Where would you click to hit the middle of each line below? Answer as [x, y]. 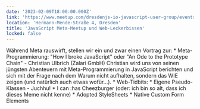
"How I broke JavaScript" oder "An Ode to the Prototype [119, 57]
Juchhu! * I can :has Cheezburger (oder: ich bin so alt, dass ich [108, 88]
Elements [18, 101]
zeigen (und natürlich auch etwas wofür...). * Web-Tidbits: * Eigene [88, 82]
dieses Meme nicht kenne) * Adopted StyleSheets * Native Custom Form [95, 95]
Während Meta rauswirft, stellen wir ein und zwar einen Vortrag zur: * [91, 50]
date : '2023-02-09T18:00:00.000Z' [49, 12]
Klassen [16, 88]
